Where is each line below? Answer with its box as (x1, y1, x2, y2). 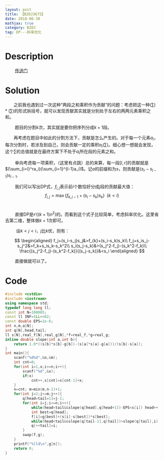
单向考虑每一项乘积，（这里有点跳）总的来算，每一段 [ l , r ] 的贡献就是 (14, 160, 149, 166)
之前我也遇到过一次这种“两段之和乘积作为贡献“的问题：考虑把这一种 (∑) (13, 102, 156, 107)
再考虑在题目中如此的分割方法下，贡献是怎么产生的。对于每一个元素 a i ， (13, 135, 159, 142)
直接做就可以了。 (14, 258, 49, 264)
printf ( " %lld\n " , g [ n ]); (14, 441, 62, 446)
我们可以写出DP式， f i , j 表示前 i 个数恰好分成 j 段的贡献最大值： (14, 184, 135, 190)
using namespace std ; (5, 301, 49, 306)
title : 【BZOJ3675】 (5, 12, 45, 17)
